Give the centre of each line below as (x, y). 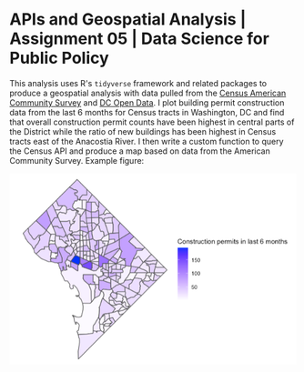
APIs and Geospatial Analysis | (128, 20)
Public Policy (59, 58)
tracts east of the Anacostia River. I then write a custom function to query (147, 141)
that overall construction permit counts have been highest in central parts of (152, 122)
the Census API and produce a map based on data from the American (140, 151)
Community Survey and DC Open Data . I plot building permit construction (147, 102)
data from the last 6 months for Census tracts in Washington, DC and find (147, 112)
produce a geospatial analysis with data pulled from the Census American (148, 93)
